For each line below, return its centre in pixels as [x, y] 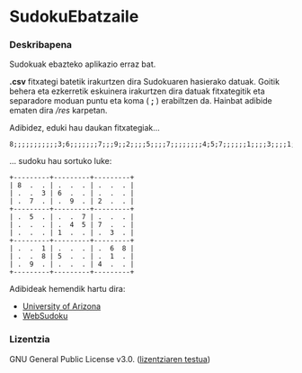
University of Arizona [62, 306]
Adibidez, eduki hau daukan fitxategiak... [84, 128]
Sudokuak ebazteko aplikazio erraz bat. [83, 64]
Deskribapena [41, 45]
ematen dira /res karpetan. [58, 111]
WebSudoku [45, 316]
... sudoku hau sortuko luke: [61, 161]
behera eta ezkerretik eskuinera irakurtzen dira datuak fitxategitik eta [137, 91]
